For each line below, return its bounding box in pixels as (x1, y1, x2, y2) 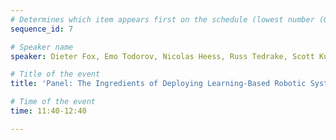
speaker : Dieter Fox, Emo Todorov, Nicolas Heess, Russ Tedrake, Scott (10, 51, 315, 61)
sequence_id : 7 (10, 24, 74, 34)
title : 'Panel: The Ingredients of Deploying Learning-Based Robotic (10, 79, 307, 89)
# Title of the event (10, 69, 101, 80)
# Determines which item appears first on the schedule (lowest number (10, 14, 315, 25)
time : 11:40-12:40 (10, 106, 87, 116)
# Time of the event (10, 97, 97, 107)
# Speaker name (10, 42, 74, 52)
